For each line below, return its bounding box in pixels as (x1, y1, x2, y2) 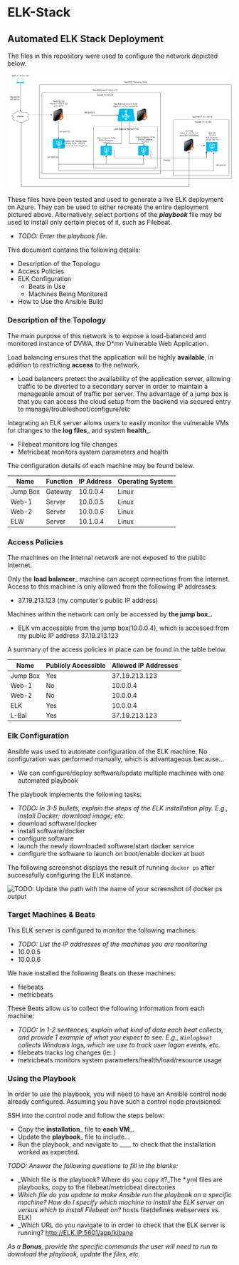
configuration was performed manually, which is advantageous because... (7, 754, 225, 763)
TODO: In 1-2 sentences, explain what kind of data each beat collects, (17, 1025, 224, 1034)
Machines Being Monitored (28, 290, 108, 298)
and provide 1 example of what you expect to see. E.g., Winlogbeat (17, 1032, 213, 1042)
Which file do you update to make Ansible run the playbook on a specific (17, 1191, 232, 1199)
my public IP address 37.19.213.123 (17, 631, 119, 639)
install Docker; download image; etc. (17, 811, 126, 820)
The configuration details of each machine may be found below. (7, 461, 194, 469)
